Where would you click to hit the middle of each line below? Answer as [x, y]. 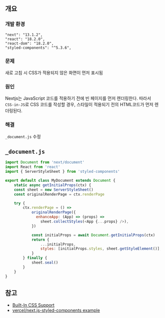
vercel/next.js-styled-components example [56, 311]
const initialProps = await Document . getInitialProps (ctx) [93, 235]
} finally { [35, 258]
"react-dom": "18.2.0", [30, 43]
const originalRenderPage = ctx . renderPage [59, 194]
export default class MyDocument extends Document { [60, 181]
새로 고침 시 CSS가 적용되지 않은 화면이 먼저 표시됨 [54, 73]
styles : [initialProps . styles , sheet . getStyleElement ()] [100, 249]
